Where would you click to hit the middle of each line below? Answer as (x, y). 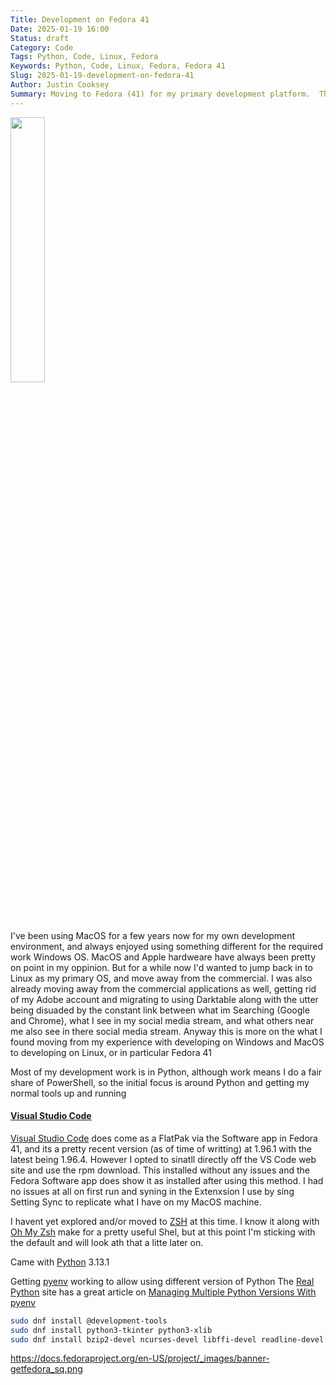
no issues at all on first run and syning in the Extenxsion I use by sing (152, 1191)
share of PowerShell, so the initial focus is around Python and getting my (160, 1082)
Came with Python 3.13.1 (60, 1262)
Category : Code (42, 47)
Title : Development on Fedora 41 (80, 19)
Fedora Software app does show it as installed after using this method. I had (167, 1180)
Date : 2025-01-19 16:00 (60, 29)
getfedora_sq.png (46, 1369)
